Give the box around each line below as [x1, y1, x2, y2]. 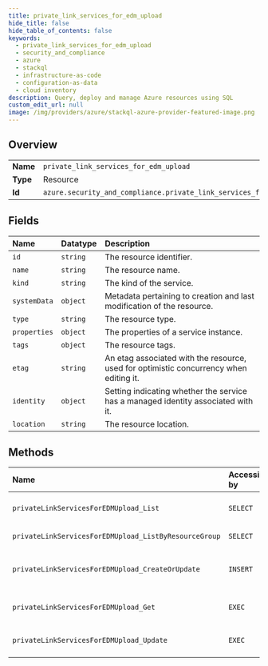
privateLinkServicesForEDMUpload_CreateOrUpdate [12, 565, 201, 574]
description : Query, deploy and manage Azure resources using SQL [8, 94, 234, 102]
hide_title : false [8, 19, 69, 27]
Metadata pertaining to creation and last [104, 290, 255, 301]
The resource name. [104, 264, 180, 275]
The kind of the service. [104, 277, 194, 288]
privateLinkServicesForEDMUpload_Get [12, 603, 156, 612]
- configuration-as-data [15, 78, 98, 86]
